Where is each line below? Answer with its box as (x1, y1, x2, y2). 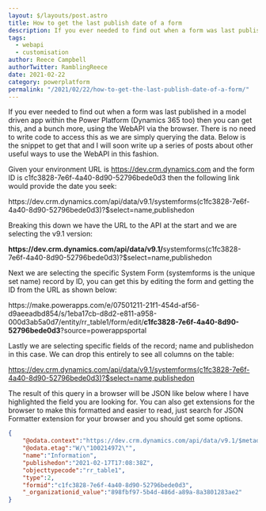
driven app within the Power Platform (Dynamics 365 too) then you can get (8, 116, 253, 125)
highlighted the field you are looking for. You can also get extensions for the (8, 398, 255, 407)
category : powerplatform (8, 78, 90, 86)
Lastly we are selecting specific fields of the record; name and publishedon (8, 341, 254, 351)
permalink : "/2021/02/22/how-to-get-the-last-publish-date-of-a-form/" (8, 85, 249, 94)
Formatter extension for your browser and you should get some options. (8, 414, 243, 424)
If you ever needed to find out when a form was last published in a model (8, 107, 247, 117)
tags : (8, 33, 26, 42)
